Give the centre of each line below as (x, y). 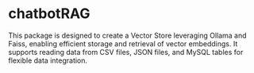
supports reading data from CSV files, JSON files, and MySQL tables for (126, 52)
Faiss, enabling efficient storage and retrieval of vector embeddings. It (123, 43)
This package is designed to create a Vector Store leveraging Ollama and (128, 35)
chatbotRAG (49, 14)
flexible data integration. (48, 60)
